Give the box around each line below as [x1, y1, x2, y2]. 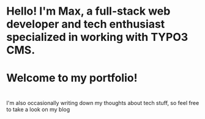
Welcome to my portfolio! [6, 71, 138, 85]
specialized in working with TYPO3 [6, 31, 188, 44]
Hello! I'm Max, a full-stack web [6, 4, 171, 18]
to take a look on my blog [6, 106, 70, 113]
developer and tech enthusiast [6, 17, 165, 31]
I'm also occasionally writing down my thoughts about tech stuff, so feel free [6, 99, 199, 106]
